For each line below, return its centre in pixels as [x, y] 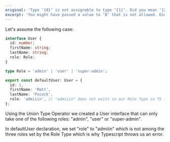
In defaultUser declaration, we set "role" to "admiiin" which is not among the [85, 129]
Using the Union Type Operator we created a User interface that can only [81, 113]
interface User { [24, 39]
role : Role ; [23, 57]
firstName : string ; [30, 48]
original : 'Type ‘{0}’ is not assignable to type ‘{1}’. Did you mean [81, 10]
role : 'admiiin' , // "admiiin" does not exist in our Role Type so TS [86, 99]
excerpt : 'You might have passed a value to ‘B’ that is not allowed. [81, 15]
